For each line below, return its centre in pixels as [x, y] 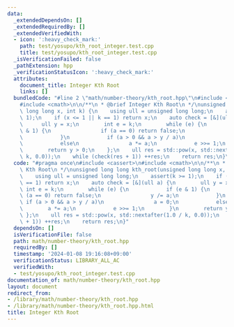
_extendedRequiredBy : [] [49, 27]
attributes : [31, 79]
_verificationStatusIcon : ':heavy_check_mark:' [84, 72]
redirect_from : [29, 293]
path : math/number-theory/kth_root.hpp [71, 241]
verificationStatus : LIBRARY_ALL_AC [67, 261]
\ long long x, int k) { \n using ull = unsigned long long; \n [117, 111]
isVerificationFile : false [53, 235]
